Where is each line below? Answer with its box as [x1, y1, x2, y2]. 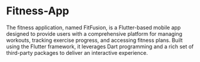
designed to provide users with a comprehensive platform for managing [6, 30, 183, 37]
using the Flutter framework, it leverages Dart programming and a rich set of [6, 43, 194, 50]
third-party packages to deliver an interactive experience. [6, 49, 148, 56]
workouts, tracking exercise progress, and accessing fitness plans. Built [6, 36, 183, 44]
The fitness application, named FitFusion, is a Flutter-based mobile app [6, 24, 181, 31]
